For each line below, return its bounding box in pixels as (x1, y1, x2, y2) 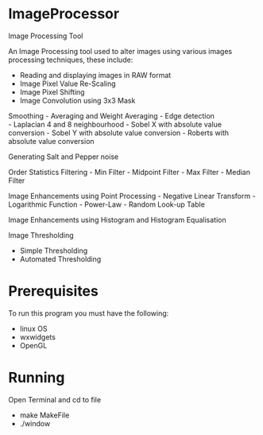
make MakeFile (19, 410, 70, 420)
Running (8, 369, 65, 386)
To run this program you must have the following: (8, 308, 169, 318)
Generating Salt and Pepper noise (8, 152, 119, 161)
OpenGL (19, 340, 48, 350)
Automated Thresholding (19, 254, 102, 263)
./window (19, 418, 51, 428)
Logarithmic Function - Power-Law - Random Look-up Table (8, 200, 205, 209)
